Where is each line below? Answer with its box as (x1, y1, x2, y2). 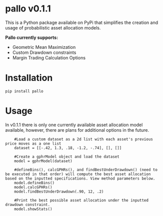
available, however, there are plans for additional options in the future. (5, 127, 149, 133)
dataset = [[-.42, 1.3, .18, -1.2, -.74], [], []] (14, 145, 122, 150)
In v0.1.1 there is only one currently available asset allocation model (5, 122, 143, 128)
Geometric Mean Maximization (12, 44, 76, 50)
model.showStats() (14, 207, 52, 212)
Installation (5, 72, 53, 84)
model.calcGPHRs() (14, 185, 52, 190)
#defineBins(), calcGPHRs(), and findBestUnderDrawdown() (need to (14, 167, 157, 172)
